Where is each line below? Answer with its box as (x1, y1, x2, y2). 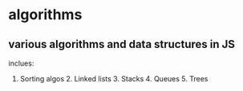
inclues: (8, 58, 34, 68)
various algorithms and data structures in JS (8, 38, 235, 51)
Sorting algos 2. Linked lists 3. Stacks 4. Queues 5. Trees (19, 74, 209, 83)
